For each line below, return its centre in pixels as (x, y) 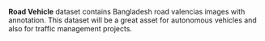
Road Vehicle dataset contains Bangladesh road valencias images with (127, 12)
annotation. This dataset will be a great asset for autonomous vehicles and (132, 20)
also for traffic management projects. (70, 29)
